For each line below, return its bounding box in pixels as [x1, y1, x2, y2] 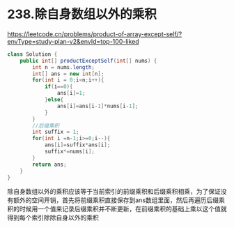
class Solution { [7, 50, 58, 58]
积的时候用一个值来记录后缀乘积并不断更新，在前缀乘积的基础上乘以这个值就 [7, 205, 227, 213]
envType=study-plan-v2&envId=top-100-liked [7, 37, 139, 45]
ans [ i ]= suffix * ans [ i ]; [44, 142, 111, 149]
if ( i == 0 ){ [44, 83, 73, 91]
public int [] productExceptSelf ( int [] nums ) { [19, 57, 157, 64]
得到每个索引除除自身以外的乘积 [7, 213, 99, 222]
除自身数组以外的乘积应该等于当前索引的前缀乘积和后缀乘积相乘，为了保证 [7, 188, 221, 196]
